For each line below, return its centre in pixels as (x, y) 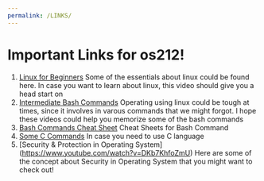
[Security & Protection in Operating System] (91, 144)
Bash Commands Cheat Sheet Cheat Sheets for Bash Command (124, 127)
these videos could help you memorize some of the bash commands (131, 119)
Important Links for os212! (96, 54)
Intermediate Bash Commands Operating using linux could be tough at (134, 102)
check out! (37, 169)
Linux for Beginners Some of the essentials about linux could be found (134, 77)
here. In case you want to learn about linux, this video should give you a (136, 85)
